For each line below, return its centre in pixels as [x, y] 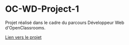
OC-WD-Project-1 [42, 9]
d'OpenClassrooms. [25, 27]
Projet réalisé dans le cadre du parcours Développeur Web [65, 22]
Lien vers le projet [23, 37]
